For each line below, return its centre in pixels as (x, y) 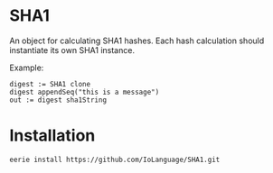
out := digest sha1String (58, 100)
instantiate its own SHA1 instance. (72, 50)
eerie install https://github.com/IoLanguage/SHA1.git (115, 159)
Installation (52, 136)
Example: (27, 68)
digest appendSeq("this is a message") (85, 92)
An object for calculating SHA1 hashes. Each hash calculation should (137, 41)
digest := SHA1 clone (50, 84)
